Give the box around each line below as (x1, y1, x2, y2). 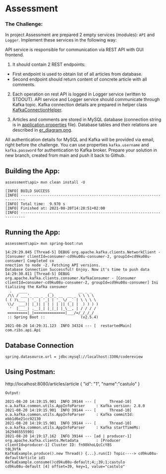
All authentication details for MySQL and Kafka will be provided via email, (5, 137, 155, 142)
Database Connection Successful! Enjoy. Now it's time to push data (5, 267, 150, 272)
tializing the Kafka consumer (5, 284, 68, 289)
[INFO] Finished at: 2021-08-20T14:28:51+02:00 (5, 206, 106, 211)
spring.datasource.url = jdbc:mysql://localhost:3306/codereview (5, 354, 143, 359)
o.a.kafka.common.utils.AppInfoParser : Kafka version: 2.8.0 (5, 403, 145, 408)
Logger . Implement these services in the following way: (5, 37, 117, 43)
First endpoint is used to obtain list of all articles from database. (12, 71, 143, 77)
